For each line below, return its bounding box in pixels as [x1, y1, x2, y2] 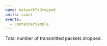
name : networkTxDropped [5, 7, 56, 13]
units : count [5, 12, 33, 17]
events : [5, 17, 22, 22]
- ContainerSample [10, 21, 49, 27]
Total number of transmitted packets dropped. [5, 35, 102, 41]
